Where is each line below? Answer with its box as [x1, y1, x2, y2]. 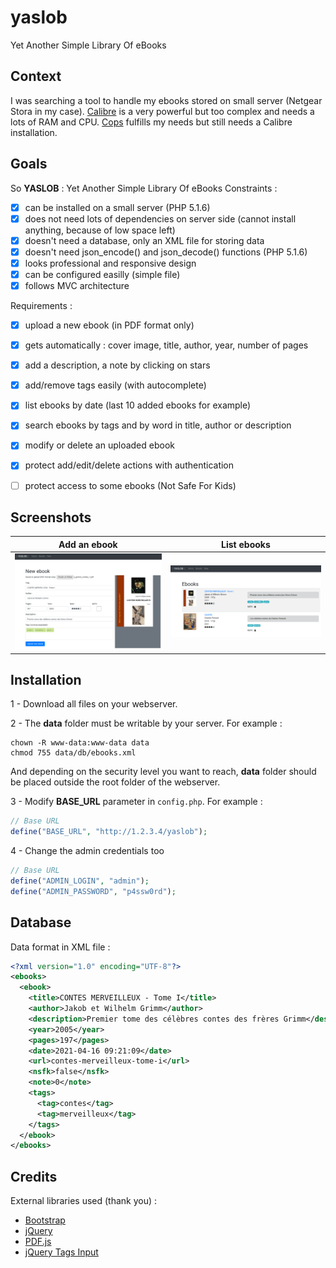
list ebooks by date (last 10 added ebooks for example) [24, 399, 252, 411]
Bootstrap [24, 1214, 66, 1226]
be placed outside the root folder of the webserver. [10, 776, 221, 788]
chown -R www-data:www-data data [10, 738, 150, 748]
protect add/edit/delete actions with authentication [24, 459, 235, 471]
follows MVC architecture [24, 279, 130, 291]
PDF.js [24, 1236, 52, 1248]
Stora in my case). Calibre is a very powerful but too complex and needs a [10, 105, 315, 117]
